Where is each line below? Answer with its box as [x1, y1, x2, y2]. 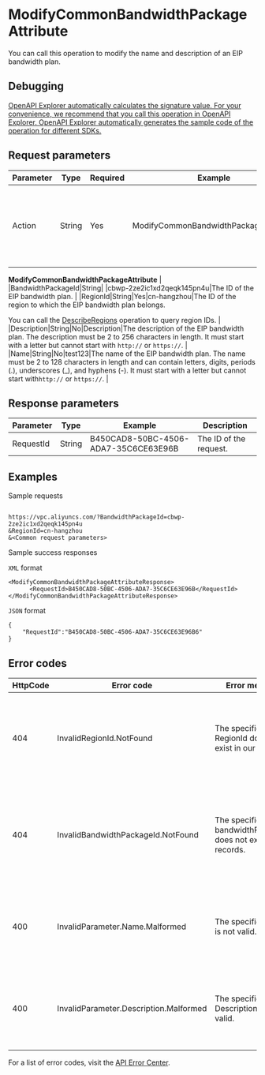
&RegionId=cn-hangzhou [8, 527, 83, 535]
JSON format [8, 606, 46, 616]
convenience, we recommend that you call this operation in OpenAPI [8, 109, 231, 118]
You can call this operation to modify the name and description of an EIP [8, 48, 243, 58]
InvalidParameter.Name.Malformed [57, 921, 187, 932]
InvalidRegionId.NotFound [57, 732, 153, 744]
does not [214, 834, 248, 845]
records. [214, 845, 246, 855]
